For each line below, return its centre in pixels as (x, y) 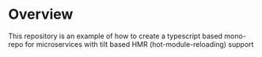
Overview (41, 14)
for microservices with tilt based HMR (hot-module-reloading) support (139, 44)
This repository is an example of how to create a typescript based (116, 36)
